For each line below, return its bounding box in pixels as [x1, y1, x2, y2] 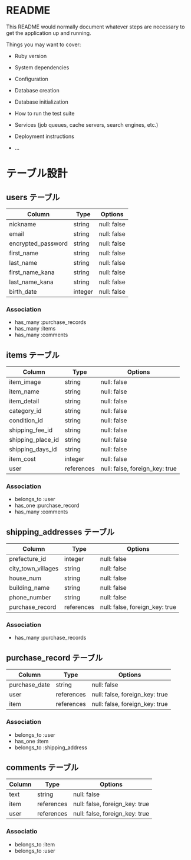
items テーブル [6, 350, 60, 360]
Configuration [14, 75, 48, 82]
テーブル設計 [6, 167, 68, 181]
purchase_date [9, 681, 50, 689]
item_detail [9, 397, 39, 406]
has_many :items [14, 325, 56, 332]
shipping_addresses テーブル [6, 527, 115, 537]
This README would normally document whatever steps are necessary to [6, 23, 185, 30]
